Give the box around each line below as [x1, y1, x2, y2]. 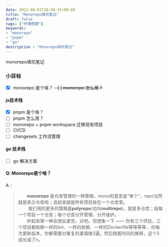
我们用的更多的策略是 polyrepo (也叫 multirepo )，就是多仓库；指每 [27, 205, 163, 211]
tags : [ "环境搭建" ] [5, 21, 43, 26]
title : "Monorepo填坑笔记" [5, 12, 59, 17]
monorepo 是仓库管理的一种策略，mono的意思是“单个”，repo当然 [26, 193, 163, 199]
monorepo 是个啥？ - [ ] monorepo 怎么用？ [12, 84, 103, 90]
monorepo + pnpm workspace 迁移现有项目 [12, 122, 103, 128]
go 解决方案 [12, 158, 37, 164]
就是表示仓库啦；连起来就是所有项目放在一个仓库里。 [17, 199, 128, 205]
